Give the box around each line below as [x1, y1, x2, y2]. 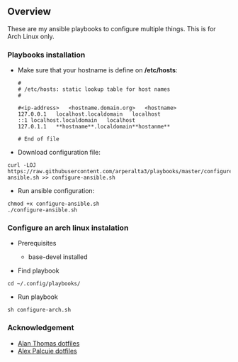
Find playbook [17, 266, 59, 275]
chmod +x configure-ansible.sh [7, 200, 100, 208]
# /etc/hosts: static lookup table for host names [17, 86, 171, 93]
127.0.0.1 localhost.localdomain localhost [17, 111, 161, 118]
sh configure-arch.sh [7, 307, 72, 314]
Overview [7, 6, 52, 18]
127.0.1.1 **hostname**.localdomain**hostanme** [17, 124, 171, 131]
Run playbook [17, 292, 58, 301]
